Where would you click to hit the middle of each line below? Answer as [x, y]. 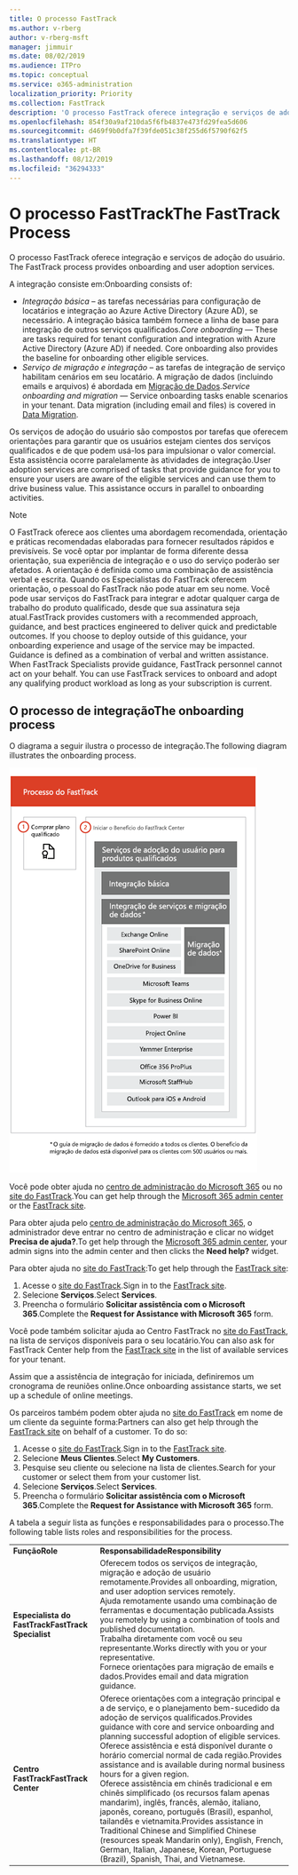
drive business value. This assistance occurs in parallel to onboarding [137, 488]
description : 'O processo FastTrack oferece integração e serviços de [142, 112]
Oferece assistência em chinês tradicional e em [186, 1783]
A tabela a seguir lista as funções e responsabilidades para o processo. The [147, 1522]
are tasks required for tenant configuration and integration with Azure [149, 338]
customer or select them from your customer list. [111, 1477]
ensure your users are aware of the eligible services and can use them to [143, 479]
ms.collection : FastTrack [57, 103]
